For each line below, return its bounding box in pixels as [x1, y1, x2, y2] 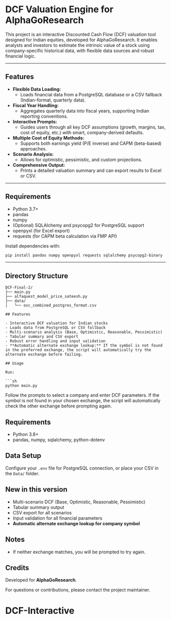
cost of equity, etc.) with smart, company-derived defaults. [20, 129, 144, 136]
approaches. [20, 145, 47, 151]
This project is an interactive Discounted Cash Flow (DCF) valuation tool [5, 31, 156, 37]
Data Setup [5, 451, 42, 460]
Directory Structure [5, 271, 69, 280]
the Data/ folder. [5, 470, 40, 476]
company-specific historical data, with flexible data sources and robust [5, 47, 154, 54]
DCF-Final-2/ [5, 285, 33, 290]
